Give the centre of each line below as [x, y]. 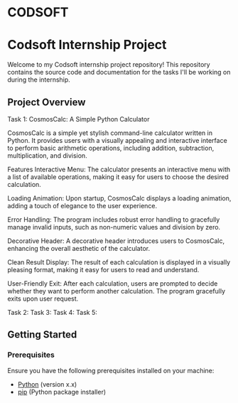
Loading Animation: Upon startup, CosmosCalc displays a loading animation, [119, 198]
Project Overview [47, 102]
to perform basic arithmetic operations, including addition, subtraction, [111, 148]
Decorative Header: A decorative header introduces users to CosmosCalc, [116, 241]
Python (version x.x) [47, 384]
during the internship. [39, 80]
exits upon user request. [43, 299]
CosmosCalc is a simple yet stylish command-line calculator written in [110, 133]
